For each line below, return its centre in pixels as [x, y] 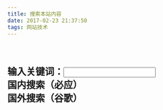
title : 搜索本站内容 [35, 14]
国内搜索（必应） [45, 85]
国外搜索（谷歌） [45, 98]
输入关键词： [36, 71]
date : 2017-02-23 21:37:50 [47, 21]
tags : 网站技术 [28, 27]
